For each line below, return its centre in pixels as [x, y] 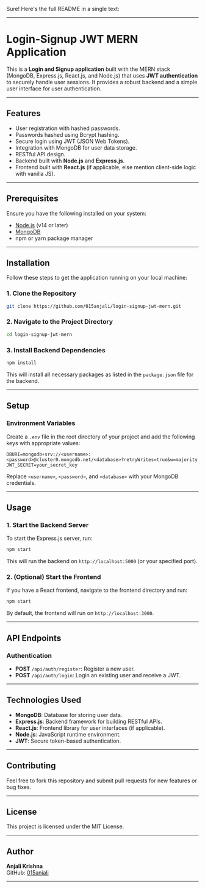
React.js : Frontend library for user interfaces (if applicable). [90, 728]
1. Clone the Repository [41, 294]
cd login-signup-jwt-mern [39, 334]
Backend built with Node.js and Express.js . [70, 161]
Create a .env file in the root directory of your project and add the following [101, 437]
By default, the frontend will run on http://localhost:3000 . [80, 613]
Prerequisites [32, 199]
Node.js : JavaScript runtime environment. [68, 734]
